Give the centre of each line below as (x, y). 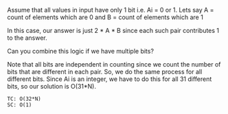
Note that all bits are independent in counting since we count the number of (114, 64)
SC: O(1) (20, 105)
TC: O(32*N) (24, 99)
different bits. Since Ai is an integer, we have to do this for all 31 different (110, 79)
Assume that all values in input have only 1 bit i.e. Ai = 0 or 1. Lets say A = (111, 10)
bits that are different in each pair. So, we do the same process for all (105, 72)
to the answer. (27, 38)
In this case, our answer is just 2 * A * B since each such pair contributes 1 (113, 31)
